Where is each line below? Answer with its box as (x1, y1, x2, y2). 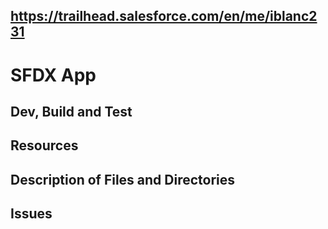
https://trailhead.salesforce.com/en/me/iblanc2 (10, 8, 318, 25)
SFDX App (10, 64, 97, 86)
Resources (10, 137, 79, 154)
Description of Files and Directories (10, 171, 236, 188)
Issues (10, 205, 53, 223)
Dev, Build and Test (10, 103, 133, 120)
